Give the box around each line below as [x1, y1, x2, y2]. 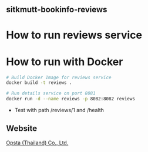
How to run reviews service [6, 28, 143, 42]
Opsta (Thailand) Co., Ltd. [6, 139, 69, 146]
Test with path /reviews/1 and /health [14, 107, 105, 114]
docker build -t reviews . [6, 80, 72, 86]
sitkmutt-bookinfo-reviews [6, 5, 107, 15]
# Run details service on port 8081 [6, 90, 96, 96]
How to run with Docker [6, 55, 123, 68]
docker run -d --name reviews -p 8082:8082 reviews [6, 96, 135, 102]
